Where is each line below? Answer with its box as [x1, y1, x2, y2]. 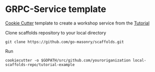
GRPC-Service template [5, 3, 106, 15]
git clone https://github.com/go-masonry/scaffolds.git [5, 39, 124, 44]
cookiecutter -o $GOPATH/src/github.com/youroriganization [5, 57, 131, 63]
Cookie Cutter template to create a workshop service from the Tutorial [5, 20, 150, 26]
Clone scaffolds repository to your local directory [5, 29, 106, 35]
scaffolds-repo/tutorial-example [5, 62, 75, 67]
